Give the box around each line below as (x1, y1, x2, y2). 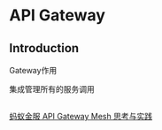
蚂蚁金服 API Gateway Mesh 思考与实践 (9, 111, 153, 122)
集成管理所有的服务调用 (9, 84, 95, 94)
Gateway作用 (9, 65, 58, 75)
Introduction (9, 41, 80, 56)
